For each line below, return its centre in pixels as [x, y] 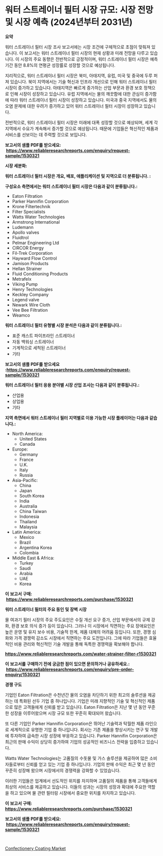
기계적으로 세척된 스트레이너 [39, 348]
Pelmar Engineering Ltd [36, 243]
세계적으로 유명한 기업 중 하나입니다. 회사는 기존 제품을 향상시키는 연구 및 [80, 729]
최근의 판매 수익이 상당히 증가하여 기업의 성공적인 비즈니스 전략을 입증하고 [75, 742]
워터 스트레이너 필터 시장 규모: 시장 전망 [79, 10]
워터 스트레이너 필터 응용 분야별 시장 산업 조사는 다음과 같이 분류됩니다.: [72, 385]
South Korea [32, 495]
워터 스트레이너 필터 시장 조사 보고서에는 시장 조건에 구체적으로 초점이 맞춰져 [78, 47]
